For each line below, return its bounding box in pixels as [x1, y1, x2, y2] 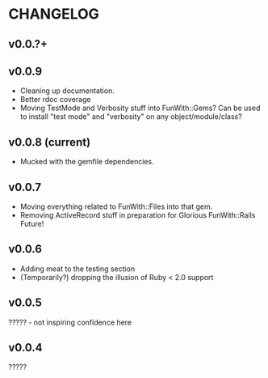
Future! [19, 219, 44, 229]
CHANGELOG [8, 5, 99, 23]
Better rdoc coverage [19, 95, 91, 104]
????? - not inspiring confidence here [8, 317, 132, 327]
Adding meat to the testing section [19, 264, 136, 274]
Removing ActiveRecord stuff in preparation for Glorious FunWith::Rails [19, 210, 256, 220]
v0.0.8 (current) [8, 135, 91, 149]
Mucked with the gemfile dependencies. [19, 157, 155, 167]
